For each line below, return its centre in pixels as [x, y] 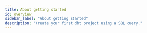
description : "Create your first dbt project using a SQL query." [74, 23]
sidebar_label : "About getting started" [47, 18]
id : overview [18, 14]
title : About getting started [36, 9]
